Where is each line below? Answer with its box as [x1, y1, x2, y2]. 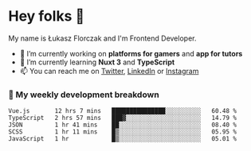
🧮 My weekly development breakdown [8, 89, 159, 100]
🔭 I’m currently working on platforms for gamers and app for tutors [19, 48, 243, 58]
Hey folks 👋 [8, 7, 85, 25]
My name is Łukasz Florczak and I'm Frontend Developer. [8, 33, 197, 43]
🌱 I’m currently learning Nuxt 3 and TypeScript [19, 57, 175, 67]
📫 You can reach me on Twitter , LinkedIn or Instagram [19, 66, 199, 75]
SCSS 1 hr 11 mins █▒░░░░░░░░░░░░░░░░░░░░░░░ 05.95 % [8, 128, 237, 136]
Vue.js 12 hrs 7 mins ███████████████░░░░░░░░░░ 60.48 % [8, 107, 237, 115]
